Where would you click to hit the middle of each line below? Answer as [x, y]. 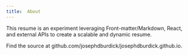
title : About [24, 11]
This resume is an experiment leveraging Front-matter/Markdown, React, [94, 28]
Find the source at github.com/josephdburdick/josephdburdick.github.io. [94, 46]
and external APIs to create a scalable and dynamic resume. [79, 34]
